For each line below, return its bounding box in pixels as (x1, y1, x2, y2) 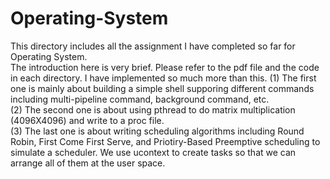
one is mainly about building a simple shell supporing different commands (10, 82, 315, 94)
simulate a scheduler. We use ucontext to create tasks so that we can (10, 146, 297, 158)
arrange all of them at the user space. (10, 157, 166, 169)
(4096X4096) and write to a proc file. (10, 114, 165, 126)
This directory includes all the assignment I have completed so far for (10, 40, 296, 52)
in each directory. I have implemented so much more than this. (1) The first (10, 72, 317, 84)
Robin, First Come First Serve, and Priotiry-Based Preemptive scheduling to (10, 135, 321, 147)
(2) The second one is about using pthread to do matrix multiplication (10, 103, 296, 116)
